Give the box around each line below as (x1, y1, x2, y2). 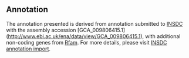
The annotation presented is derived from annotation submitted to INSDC (6, 20, 183, 27)
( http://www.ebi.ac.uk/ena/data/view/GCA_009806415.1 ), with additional (6, 32, 181, 40)
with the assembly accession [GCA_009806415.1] (6, 26, 125, 33)
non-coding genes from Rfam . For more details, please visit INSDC (6, 39, 167, 46)
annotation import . (6, 45, 51, 52)
